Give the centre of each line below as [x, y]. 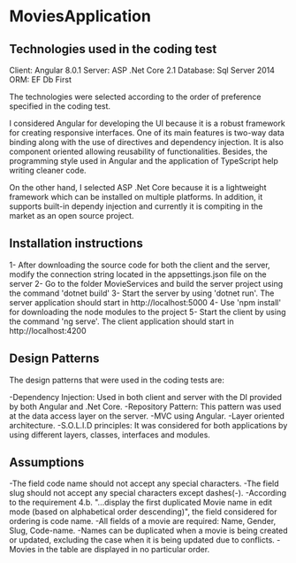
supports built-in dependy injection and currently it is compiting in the [136, 206]
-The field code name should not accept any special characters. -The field [144, 483]
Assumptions [47, 463]
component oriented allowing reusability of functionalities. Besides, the [138, 151]
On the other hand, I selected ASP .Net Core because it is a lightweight [138, 187]
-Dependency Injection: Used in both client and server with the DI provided [146, 397]
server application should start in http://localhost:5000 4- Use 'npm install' [145, 302]
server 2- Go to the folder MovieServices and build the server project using [146, 283]
